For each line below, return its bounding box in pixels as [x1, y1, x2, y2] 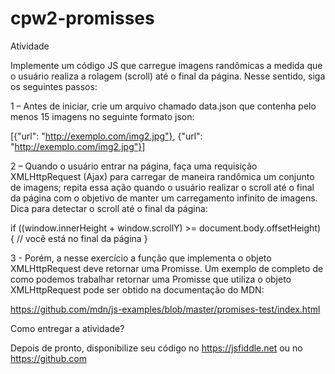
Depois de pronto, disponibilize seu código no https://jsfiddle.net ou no [10, 342, 303, 354]
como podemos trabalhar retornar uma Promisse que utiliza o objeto [10, 273, 292, 285]
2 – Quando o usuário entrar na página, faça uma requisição [10, 160, 258, 172]
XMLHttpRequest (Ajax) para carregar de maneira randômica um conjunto [10, 170, 315, 182]
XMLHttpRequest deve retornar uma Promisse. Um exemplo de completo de [10, 262, 324, 274]
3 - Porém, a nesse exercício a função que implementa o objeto [10, 252, 272, 264]
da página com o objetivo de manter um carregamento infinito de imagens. [10, 192, 318, 204]
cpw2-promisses [10, 7, 155, 30]
